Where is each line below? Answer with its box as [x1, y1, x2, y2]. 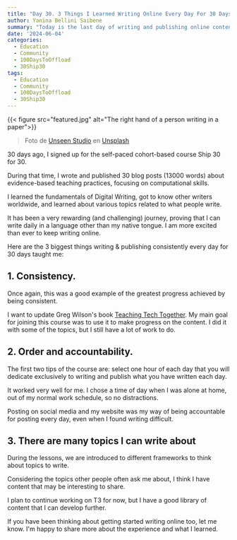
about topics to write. [7, 461, 69, 470]
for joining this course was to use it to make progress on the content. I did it [7, 317, 227, 326]
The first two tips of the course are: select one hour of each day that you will [7, 365, 230, 373]
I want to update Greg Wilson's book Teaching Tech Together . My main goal [7, 310, 228, 319]
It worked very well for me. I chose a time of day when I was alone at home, [7, 386, 227, 394]
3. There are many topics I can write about [7, 435, 196, 447]
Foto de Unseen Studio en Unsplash [24, 136, 130, 145]
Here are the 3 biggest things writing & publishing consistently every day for [7, 242, 229, 251]
